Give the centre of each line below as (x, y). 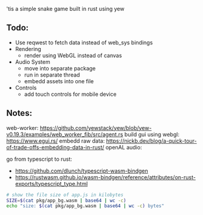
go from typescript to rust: (39, 159)
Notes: (19, 113)
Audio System (33, 62)
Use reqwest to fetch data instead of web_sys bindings (84, 43)
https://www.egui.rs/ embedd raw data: (56, 141)
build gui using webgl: (152, 134)
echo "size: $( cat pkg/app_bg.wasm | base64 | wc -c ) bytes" (85, 206)
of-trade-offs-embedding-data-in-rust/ (55, 147)
